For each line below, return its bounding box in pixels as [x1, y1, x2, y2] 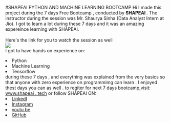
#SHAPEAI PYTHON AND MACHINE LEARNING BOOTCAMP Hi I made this [5, 5, 162, 10]
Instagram [12, 101, 33, 107]
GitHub [12, 112, 27, 118]
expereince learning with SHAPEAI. [5, 26, 79, 32]
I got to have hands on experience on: [5, 48, 86, 53]
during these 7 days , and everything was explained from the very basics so [5, 74, 165, 80]
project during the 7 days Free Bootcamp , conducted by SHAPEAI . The [5, 10, 158, 16]
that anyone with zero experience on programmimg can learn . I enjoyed [5, 79, 158, 85]
